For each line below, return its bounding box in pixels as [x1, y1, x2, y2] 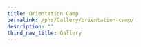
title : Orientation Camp [7, 10, 79, 17]
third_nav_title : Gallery [7, 29, 82, 37]
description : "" [7, 23, 54, 30]
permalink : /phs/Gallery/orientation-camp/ [7, 17, 135, 23]
